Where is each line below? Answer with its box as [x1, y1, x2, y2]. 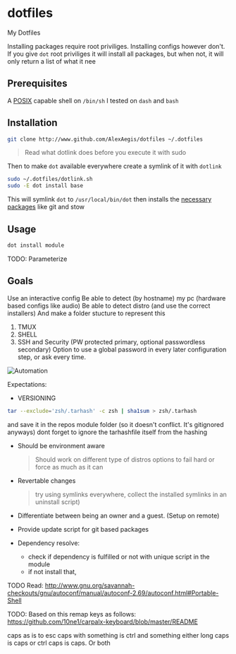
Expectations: [7, 380, 47, 388]
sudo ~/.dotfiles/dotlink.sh [7, 175, 93, 183]
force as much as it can [35, 462, 104, 471]
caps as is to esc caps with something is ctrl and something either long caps [7, 631, 230, 639]
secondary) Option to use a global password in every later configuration [17, 345, 227, 354]
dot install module [7, 242, 65, 249]
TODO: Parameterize [7, 255, 68, 263]
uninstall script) [35, 497, 80, 506]
